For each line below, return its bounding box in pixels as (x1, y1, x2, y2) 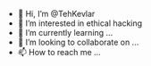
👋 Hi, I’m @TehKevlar (17, 9, 96, 19)
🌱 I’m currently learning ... (17, 28, 113, 37)
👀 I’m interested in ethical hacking (17, 18, 143, 29)
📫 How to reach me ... (17, 47, 101, 57)
